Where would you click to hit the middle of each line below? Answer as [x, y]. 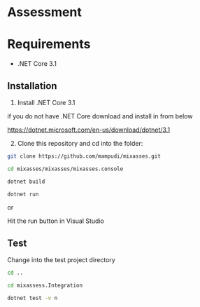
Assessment [44, 12]
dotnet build [26, 182]
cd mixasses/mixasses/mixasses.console [65, 169]
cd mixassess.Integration [45, 286]
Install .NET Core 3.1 [46, 102]
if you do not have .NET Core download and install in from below [100, 116]
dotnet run [23, 194]
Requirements [49, 45]
